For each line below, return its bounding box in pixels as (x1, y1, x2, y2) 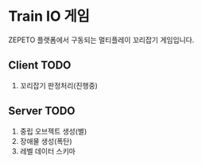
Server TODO (8, 104, 76, 118)
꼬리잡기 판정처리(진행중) (19, 80, 98, 90)
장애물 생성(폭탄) (19, 136, 73, 146)
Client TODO (8, 59, 72, 72)
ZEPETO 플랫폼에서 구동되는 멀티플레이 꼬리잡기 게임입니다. (8, 35, 195, 45)
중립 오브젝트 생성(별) (19, 126, 87, 136)
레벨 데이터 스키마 (19, 146, 76, 156)
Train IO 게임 (8, 7, 90, 25)
